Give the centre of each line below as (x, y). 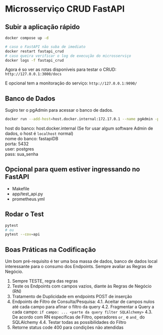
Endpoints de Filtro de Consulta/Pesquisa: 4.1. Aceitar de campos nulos (83, 301)
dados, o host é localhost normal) (39, 134)
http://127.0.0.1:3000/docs (33, 74)
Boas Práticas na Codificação (50, 249)
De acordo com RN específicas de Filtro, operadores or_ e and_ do (78, 317)
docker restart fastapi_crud (34, 51)
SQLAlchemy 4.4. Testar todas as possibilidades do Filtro (69, 322)
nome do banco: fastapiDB (32, 139)
